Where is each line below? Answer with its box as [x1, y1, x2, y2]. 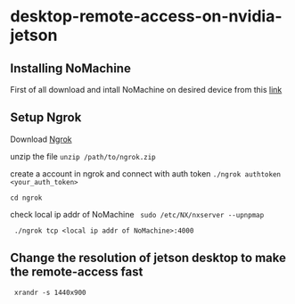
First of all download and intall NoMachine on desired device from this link [10, 85, 283, 94]
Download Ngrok [10, 134, 72, 144]
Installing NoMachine [10, 61, 132, 76]
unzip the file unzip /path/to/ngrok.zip [10, 151, 157, 161]
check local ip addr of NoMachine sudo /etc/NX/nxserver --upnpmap [10, 209, 265, 219]
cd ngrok [10, 193, 43, 202]
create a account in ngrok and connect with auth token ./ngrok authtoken [10, 168, 282, 179]
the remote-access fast [10, 265, 143, 280]
